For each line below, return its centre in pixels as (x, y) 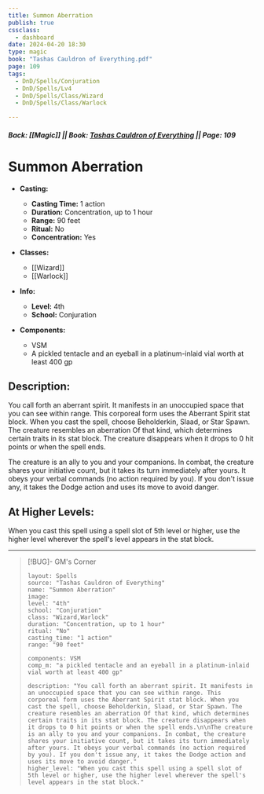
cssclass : (24, 30)
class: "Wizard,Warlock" (68, 617)
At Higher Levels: (51, 512)
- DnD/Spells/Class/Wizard (59, 96)
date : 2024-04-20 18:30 (47, 45)
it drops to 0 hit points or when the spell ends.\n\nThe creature (140, 727)
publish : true (31, 23)
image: (38, 597)
